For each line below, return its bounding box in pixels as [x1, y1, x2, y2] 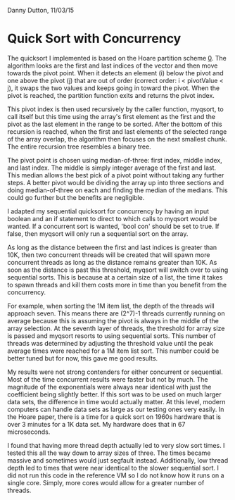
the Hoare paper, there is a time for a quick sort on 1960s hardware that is [7, 412, 222, 421]
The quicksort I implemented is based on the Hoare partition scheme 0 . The [7, 54, 227, 62]
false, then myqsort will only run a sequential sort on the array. [7, 229, 189, 238]
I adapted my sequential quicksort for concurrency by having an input [7, 207, 210, 215]
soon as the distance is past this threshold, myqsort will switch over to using [7, 265, 229, 274]
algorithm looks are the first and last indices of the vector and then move [7, 61, 218, 70]
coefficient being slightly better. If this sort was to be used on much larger [7, 390, 222, 399]
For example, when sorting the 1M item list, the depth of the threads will [7, 301, 215, 310]
